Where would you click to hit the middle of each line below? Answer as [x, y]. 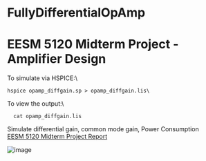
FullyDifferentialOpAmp [76, 13]
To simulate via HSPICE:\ [43, 78]
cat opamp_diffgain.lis [47, 116]
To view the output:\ [36, 104]
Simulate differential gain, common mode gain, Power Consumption [103, 129]
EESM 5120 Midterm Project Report [57, 137]
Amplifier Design [57, 59]
